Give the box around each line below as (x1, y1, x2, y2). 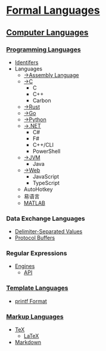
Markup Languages (6, 312, 64, 321)
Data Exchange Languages (6, 214, 85, 223)
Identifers (14, 59, 39, 66)
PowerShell (32, 147, 61, 155)
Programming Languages (6, 45, 82, 54)
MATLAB (23, 199, 46, 207)
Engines (14, 263, 35, 270)
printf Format (14, 297, 48, 304)
